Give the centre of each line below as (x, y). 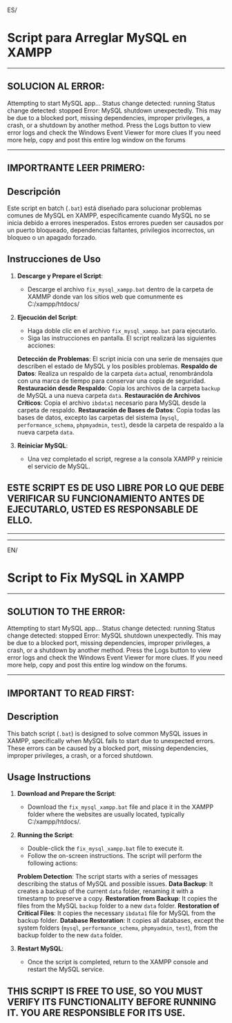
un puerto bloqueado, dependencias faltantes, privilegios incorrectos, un (111, 230)
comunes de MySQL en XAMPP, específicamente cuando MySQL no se (109, 215)
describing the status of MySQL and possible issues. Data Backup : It (115, 884)
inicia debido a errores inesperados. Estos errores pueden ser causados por (116, 222)
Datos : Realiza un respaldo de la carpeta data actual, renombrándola (115, 373)
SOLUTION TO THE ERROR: (66, 612)
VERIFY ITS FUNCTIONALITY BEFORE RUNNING (112, 1002)
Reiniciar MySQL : (42, 446)
